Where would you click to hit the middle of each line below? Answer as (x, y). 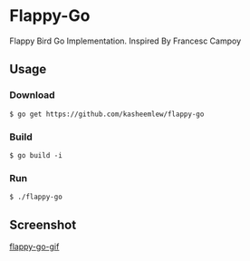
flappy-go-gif (34, 246)
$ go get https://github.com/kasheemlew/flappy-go (107, 114)
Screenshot (43, 224)
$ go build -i (36, 155)
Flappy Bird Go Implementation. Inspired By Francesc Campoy (125, 41)
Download (33, 95)
